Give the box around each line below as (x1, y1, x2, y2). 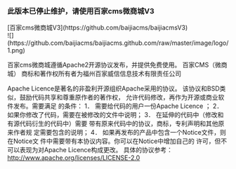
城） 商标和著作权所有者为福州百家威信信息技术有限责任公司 (7, 69, 181, 78)
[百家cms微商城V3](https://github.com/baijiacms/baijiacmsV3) (7, 23, 188, 32)
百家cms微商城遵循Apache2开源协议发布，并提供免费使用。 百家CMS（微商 (7, 61, 228, 69)
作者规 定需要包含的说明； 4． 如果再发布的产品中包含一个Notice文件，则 (13, 128, 226, 137)
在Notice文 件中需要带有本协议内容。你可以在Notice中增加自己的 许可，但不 (7, 137, 228, 145)
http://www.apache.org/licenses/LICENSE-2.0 (7, 154, 140, 162)
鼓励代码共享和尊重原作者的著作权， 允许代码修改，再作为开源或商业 (19, 93, 218, 102)
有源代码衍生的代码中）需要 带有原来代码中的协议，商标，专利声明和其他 (7, 119, 218, 128)
